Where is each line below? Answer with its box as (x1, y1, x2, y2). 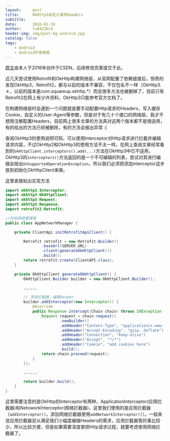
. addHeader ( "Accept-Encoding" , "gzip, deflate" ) (59, 328, 164, 333)
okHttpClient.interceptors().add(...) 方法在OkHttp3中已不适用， (14, 148, 153, 154)
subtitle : (5, 17, 26, 22)
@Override (32, 304, 53, 309)
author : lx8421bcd (5, 26, 53, 31)
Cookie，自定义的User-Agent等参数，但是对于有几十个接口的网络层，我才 (5, 111, 159, 117)
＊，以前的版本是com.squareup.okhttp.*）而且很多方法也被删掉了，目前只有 (5, 88, 164, 94)
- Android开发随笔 (14, 50, 50, 55)
